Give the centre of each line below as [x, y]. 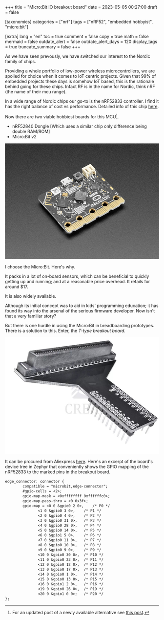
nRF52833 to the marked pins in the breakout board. [58, 472]
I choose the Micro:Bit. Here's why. [40, 266]
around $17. [17, 287]
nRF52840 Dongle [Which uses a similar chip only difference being [80, 126]
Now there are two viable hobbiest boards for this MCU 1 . [62, 116]
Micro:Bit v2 [24, 136]
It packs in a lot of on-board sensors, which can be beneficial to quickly [77, 276]
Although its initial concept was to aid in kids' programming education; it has [82, 306]
